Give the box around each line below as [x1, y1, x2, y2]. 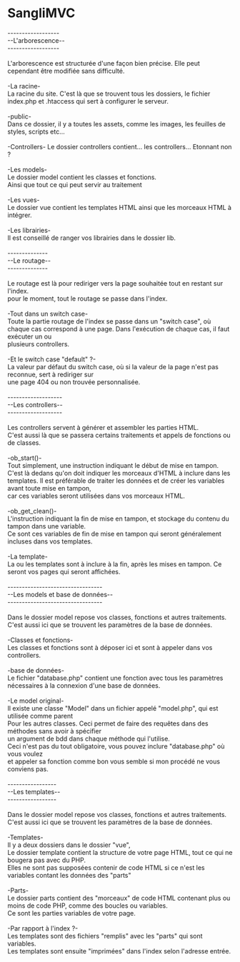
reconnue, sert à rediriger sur [7, 370, 94, 379]
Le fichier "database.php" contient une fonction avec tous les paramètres [7, 673, 224, 682]
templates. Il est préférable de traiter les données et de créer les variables [7, 476, 225, 485]
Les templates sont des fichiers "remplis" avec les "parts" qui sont [7, 931, 203, 940]
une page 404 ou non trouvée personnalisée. [7, 377, 141, 386]
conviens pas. [7, 764, 49, 773]
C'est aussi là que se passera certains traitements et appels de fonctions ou [7, 431, 231, 439]
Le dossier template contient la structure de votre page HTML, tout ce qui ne [7, 848, 233, 856]
